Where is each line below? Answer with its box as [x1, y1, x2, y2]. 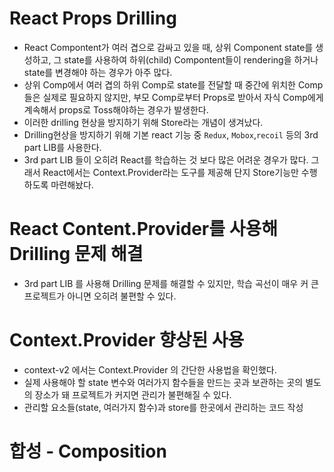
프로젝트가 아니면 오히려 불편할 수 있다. [23, 290, 177, 302]
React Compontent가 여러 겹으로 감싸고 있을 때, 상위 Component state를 [23, 41, 314, 53]
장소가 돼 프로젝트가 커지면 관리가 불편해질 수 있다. [34, 388, 232, 401]
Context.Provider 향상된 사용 [9, 329, 245, 352]
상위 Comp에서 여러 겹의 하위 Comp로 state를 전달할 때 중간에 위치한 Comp [23, 78, 324, 91]
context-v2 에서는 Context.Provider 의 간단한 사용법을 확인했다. [23, 363, 277, 376]
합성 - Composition [9, 440, 167, 462]
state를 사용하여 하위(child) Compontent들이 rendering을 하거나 [63, 53, 319, 66]
